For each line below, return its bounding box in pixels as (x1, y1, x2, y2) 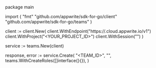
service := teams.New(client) (5, 43, 64, 48)
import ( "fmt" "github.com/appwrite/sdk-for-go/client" (5, 14, 117, 19)
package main (5, 4, 34, 10)
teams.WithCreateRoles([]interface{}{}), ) (5, 58, 89, 63)
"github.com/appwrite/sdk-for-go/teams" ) (5, 19, 93, 24)
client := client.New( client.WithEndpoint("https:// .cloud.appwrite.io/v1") (5, 28, 152, 34)
